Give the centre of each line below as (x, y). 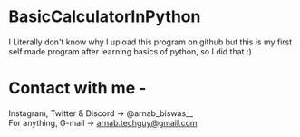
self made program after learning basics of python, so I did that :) (130, 51)
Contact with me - (77, 88)
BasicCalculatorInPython (105, 17)
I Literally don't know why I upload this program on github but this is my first (150, 42)
